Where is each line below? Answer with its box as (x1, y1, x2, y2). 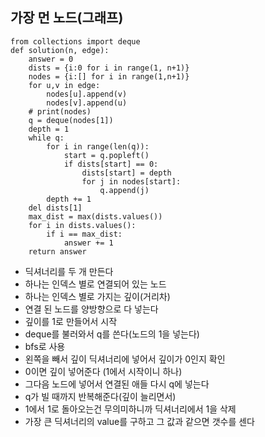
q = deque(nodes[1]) (28, 115, 114, 125)
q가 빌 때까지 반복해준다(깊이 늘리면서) (24, 390, 177, 402)
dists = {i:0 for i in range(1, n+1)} (28, 63, 190, 73)
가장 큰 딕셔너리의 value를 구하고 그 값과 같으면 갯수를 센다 (24, 415, 255, 427)
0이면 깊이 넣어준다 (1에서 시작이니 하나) (24, 365, 183, 377)
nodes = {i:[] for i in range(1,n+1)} (28, 71, 190, 82)
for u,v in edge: (28, 80, 101, 90)
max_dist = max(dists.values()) (28, 211, 163, 222)
